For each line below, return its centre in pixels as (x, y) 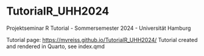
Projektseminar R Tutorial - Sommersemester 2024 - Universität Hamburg (99, 28)
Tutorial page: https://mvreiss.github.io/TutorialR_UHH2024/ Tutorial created (102, 40)
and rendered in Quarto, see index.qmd (56, 46)
